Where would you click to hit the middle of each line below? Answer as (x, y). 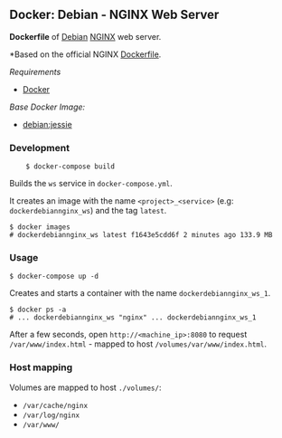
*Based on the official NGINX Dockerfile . (85, 54)
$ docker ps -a (38, 310)
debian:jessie (47, 124)
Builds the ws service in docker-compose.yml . (91, 184)
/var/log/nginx (51, 415)
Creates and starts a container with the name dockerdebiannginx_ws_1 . (140, 293)
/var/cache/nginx (55, 405)
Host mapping (41, 367)
